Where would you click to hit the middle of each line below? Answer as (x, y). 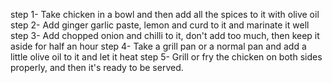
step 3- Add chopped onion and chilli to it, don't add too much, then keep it (165, 35)
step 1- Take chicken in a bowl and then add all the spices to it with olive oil (165, 14)
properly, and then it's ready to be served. (97, 67)
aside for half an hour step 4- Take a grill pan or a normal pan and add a (158, 46)
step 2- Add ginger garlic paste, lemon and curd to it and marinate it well (160, 25)
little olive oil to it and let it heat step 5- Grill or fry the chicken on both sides (166, 57)
